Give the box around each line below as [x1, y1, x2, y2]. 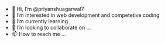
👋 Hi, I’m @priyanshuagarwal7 [11, 6, 85, 12]
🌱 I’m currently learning [11, 18, 68, 24]
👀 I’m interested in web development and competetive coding [11, 12, 160, 19]
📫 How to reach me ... [11, 31, 66, 37]
